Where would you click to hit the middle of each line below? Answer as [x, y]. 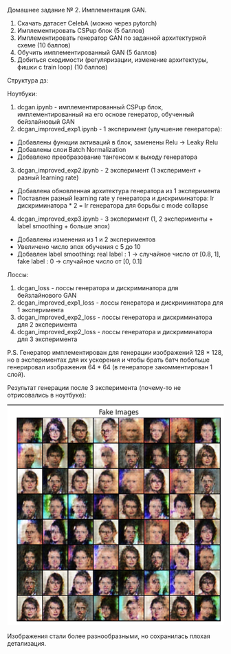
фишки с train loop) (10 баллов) [62, 67]
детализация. [27, 643]
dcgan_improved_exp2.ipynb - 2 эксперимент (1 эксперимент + [109, 170]
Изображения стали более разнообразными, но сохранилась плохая [109, 636]
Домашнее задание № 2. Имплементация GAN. [77, 10]
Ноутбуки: [22, 94]
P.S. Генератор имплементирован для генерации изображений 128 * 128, [115, 352]
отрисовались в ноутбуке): [47, 395]
